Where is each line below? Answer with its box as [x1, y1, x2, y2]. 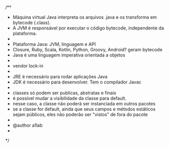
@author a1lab [12, 122, 43, 128]
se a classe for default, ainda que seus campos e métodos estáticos [12, 106, 156, 112]
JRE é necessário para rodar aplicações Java [12, 74, 108, 79]
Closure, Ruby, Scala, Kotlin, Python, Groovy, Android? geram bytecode [12, 47, 163, 52]
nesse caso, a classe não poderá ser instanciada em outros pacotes [12, 101, 156, 106]
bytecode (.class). [12, 20, 51, 25]
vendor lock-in [12, 63, 43, 69]
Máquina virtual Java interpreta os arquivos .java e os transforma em [12, 14, 157, 20]
